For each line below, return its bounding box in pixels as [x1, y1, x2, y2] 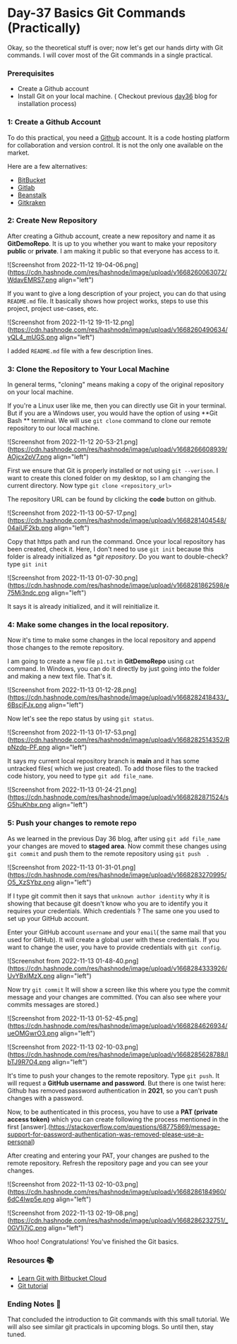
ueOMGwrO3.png [7, 1029, 59, 1037]
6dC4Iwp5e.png [7, 1195, 55, 1203]
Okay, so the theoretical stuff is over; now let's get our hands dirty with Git [7, 43, 224, 52]
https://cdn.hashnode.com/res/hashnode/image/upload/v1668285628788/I [9, 1050, 229, 1059]
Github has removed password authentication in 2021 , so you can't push [7, 1086, 219, 1095]
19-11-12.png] [95, 318, 135, 326]
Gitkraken [17, 198, 46, 206]
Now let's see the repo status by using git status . [7, 715, 154, 723]
